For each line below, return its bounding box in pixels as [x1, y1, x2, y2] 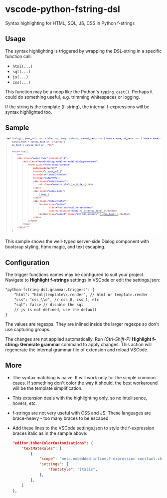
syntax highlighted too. [5, 109, 52, 115]
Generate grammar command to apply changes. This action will [20, 341, 152, 347]
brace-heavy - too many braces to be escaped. [12, 415, 110, 421]
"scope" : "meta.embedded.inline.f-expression [39, 456, 136, 461]
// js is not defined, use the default [14, 307, 97, 312]
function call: [5, 53, 32, 59]
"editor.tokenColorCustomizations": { [12, 440, 93, 445]
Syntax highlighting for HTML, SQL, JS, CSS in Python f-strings [5, 20, 135, 26]
